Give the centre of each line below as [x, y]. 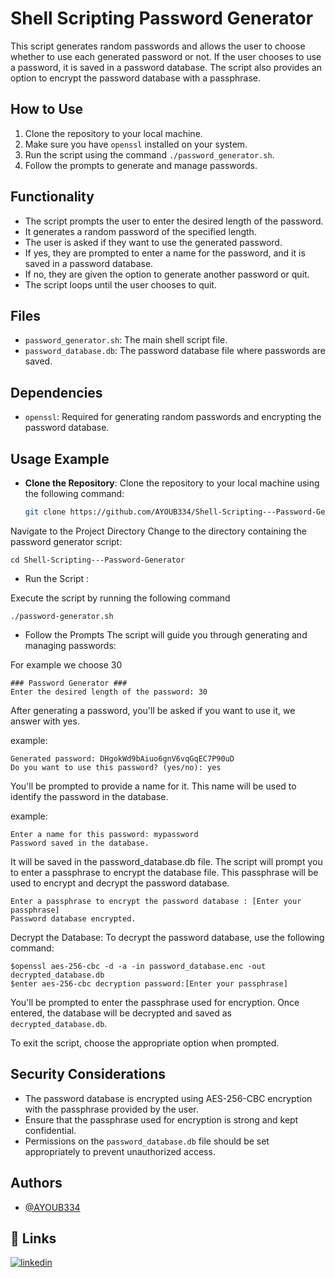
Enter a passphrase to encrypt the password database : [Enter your [156, 901]
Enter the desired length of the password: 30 [109, 692]
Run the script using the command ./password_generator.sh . [149, 154]
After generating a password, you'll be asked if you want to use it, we [153, 710]
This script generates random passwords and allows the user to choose [158, 46]
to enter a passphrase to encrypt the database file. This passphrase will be [164, 872]
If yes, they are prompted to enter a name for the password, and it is [165, 253]
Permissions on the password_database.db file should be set [147, 1141]
